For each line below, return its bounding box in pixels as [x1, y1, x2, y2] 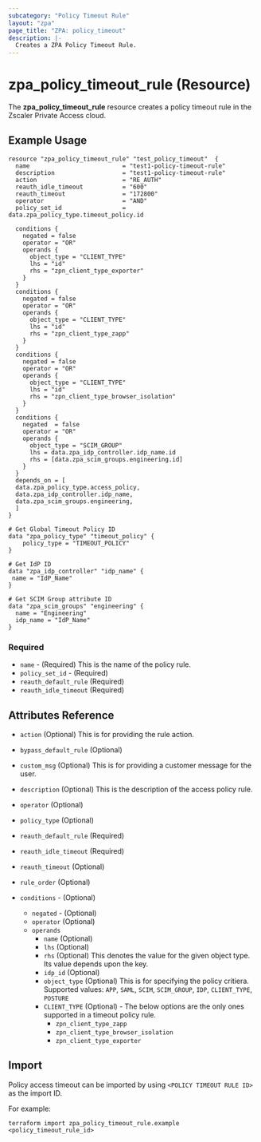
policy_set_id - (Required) [19, 668, 109, 678]
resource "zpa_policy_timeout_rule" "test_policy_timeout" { [8, 155, 219, 163]
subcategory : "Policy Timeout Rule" [8, 11, 130, 20]
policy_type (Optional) [19, 815, 94, 825]
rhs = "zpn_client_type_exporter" [29, 267, 145, 275]
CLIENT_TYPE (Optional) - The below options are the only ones [43, 1001, 244, 1011]
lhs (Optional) [43, 942, 90, 951]
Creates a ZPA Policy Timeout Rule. [15, 42, 137, 50]
